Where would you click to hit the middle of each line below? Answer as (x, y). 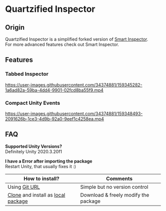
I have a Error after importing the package (49, 161)
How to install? (41, 178)
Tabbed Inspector (27, 74)
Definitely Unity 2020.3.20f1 (34, 151)
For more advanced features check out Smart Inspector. (62, 44)
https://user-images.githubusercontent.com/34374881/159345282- (74, 84)
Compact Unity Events (33, 103)
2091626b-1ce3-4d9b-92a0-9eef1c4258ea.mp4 (55, 119)
